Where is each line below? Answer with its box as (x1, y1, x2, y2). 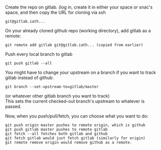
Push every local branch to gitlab (5, 51, 73, 57)
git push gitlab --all (5, 61, 52, 66)
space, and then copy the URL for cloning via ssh (5, 9, 106, 15)
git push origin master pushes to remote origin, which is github (5, 123, 146, 128)
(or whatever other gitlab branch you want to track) (5, 93, 110, 99)
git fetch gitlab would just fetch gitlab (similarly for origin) (5, 136, 146, 141)
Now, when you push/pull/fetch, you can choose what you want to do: (5, 113, 149, 119)
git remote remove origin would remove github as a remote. (5, 140, 133, 145)
